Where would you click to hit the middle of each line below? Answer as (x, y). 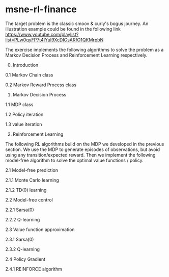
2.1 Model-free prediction (32, 170)
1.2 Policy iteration (24, 114)
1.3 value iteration (24, 124)
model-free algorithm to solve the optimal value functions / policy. (74, 160)
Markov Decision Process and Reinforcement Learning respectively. (76, 55)
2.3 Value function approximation (40, 229)
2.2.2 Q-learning (23, 219)
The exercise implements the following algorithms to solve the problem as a (84, 49)
